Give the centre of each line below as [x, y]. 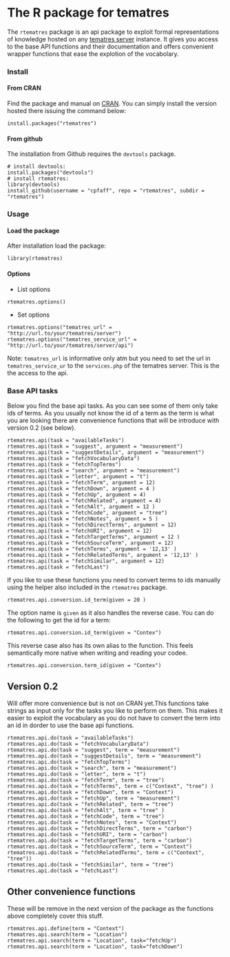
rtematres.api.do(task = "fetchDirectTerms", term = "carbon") [100, 828]
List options [34, 289]
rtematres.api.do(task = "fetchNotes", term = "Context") [92, 822]
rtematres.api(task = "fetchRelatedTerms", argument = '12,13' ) [103, 555]
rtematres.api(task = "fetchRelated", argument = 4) [84, 501]
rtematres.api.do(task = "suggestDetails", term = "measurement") [104, 756]
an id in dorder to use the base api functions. [71, 725]
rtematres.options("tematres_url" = [60, 327]
